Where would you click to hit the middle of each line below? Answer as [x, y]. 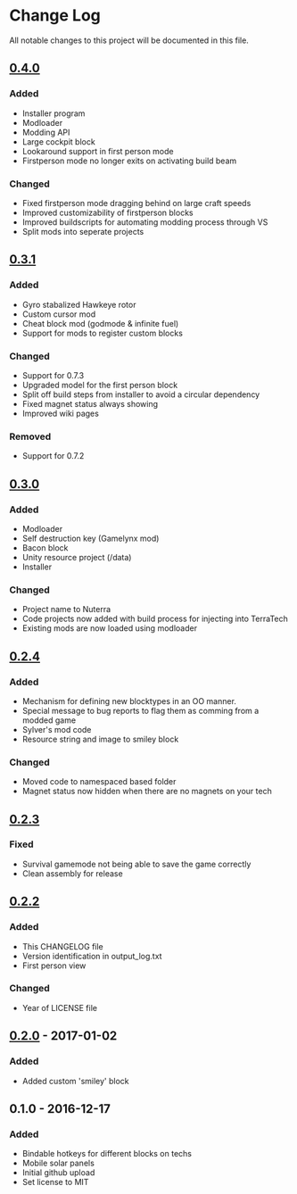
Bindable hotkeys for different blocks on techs [107, 1154]
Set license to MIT [55, 1182]
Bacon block [45, 547]
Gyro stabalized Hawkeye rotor [79, 304]
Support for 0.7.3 [53, 375]
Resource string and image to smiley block [100, 739]
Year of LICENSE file [60, 1007]
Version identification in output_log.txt [92, 956]
